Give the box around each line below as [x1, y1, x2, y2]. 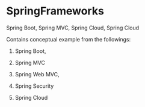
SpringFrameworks [6, 4, 104, 18]
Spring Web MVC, [14, 70, 60, 78]
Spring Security [14, 82, 54, 90]
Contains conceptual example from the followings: [6, 35, 131, 43]
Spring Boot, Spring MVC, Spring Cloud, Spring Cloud [6, 24, 140, 31]
